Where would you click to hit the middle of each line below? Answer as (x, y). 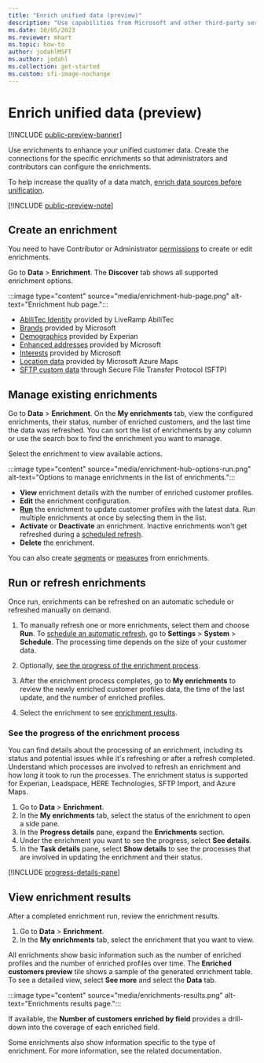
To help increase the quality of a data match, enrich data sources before (125, 182)
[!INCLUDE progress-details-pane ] (64, 873)
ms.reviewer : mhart (40, 37)
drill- (235, 1019)
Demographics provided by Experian (79, 337)
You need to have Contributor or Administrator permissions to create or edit (130, 249)
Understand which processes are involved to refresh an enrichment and (125, 767)
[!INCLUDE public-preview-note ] (61, 205)
